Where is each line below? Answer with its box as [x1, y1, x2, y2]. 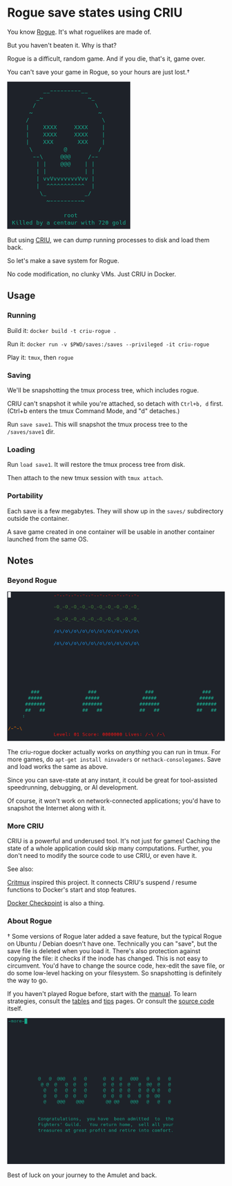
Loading [7, 444, 36, 454]
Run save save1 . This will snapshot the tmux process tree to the [7, 420, 188, 428]
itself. [7, 1004, 23, 1013]
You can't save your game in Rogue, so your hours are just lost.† [7, 68, 190, 76]
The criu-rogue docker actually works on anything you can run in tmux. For [7, 748, 221, 756]
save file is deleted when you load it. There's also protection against [7, 946, 201, 955]
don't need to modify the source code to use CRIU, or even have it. [7, 852, 197, 860]
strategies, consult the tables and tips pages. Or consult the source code [7, 997, 215, 1005]
